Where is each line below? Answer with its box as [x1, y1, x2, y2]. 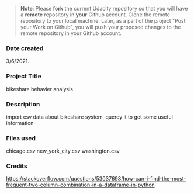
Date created [6, 44, 44, 52]
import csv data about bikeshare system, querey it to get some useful [6, 113, 174, 120]
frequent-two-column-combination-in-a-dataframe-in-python [6, 181, 155, 189]
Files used [6, 134, 36, 142]
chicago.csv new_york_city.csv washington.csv [6, 147, 120, 154]
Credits [6, 162, 27, 170]
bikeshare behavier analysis [6, 85, 73, 92]
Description [6, 100, 40, 108]
